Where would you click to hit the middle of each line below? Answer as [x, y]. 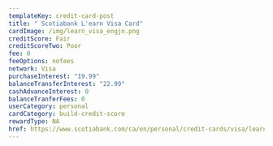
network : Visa [32, 69]
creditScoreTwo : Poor [45, 46]
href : [17, 129]
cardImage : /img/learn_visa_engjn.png [74, 31]
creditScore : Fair [39, 39]
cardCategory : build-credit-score [67, 114]
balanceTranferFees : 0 [47, 99]
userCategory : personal [49, 106]
